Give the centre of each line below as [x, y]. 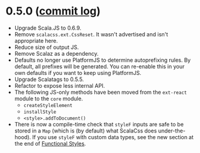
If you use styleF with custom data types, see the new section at [113, 137]
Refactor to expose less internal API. [60, 85]
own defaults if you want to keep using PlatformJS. [78, 73]
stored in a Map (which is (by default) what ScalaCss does [85, 131]
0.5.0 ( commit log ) [53, 11]
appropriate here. [36, 41]
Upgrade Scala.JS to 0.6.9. [48, 28]
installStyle [40, 112]
